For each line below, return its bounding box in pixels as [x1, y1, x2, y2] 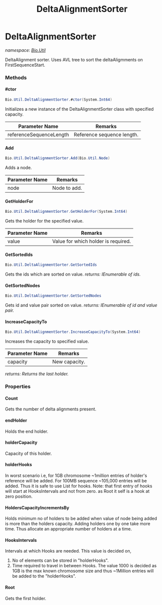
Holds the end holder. [5, 428, 49, 434]
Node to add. [52, 185, 82, 192]
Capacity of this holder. [5, 450, 52, 456]
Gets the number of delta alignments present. [5, 406, 97, 412]
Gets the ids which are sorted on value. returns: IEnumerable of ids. [5, 271, 141, 277]
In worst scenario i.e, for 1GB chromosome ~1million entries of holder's [5, 473, 147, 479]
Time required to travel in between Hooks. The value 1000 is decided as [12, 563, 157, 569]
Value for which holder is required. [52, 238, 131, 245]
